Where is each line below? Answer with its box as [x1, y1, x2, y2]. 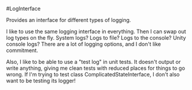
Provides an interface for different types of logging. [6, 17, 131, 23]
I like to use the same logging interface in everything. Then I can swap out [6, 28, 186, 35]
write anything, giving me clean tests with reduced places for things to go [6, 65, 186, 72]
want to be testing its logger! [6, 77, 76, 84]
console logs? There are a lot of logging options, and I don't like [6, 41, 161, 47]
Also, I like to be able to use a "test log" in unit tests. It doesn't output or [6, 59, 181, 65]
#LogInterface [6, 5, 41, 12]
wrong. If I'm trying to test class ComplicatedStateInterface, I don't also [6, 71, 180, 78]
